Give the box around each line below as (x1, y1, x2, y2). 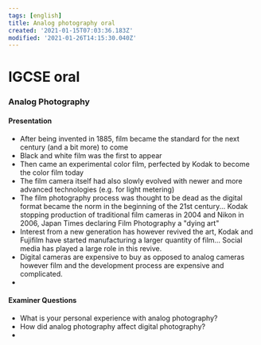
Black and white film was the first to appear (19, 150, 162, 160)
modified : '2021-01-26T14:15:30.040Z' (8, 33, 137, 42)
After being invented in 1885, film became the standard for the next (19, 134, 240, 143)
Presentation (8, 116, 53, 126)
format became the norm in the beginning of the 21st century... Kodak (19, 201, 248, 211)
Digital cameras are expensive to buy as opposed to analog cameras (19, 252, 245, 262)
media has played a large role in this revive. (19, 243, 162, 253)
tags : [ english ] (8, 11, 62, 20)
